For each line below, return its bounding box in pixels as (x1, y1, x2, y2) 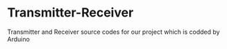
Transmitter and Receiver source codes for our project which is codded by (7, 28, 220, 36)
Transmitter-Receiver (7, 5, 134, 21)
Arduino (7, 35, 30, 43)
